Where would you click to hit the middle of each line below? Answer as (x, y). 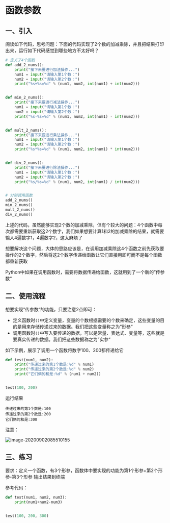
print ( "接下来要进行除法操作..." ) (47, 167)
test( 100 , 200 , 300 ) (27, 516)
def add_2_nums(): (25, 65)
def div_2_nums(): (25, 163)
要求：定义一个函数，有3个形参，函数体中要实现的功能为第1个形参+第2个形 (84, 470)
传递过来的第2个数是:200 (28, 414)
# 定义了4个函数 (20, 60)
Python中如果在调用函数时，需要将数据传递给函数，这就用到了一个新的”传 (83, 272)
